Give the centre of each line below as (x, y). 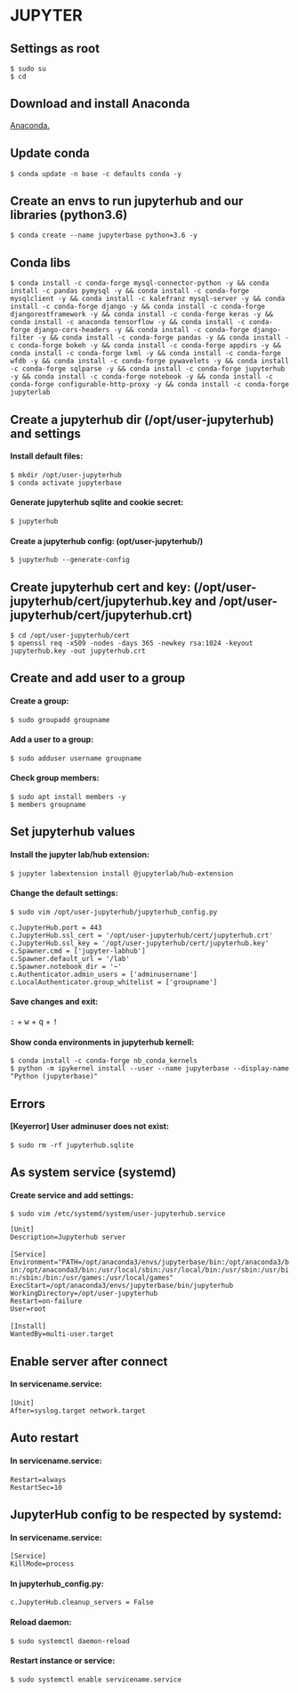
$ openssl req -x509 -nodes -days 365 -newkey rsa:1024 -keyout (132, 643)
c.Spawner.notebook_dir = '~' (66, 966)
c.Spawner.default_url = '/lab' (70, 958)
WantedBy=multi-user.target (62, 1334)
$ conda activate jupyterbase (66, 483)
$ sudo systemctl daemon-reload (70, 1641)
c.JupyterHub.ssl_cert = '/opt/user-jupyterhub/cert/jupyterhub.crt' (142, 935)
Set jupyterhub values (73, 832)
